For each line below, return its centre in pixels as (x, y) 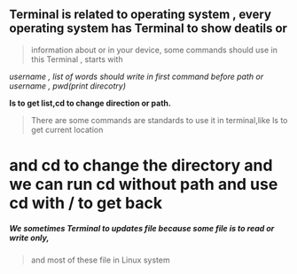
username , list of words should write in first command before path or (137, 76)
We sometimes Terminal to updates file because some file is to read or (142, 228)
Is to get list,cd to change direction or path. (90, 103)
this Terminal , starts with (77, 59)
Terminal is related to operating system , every (141, 15)
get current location (67, 129)
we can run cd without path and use (144, 184)
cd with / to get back (86, 203)
